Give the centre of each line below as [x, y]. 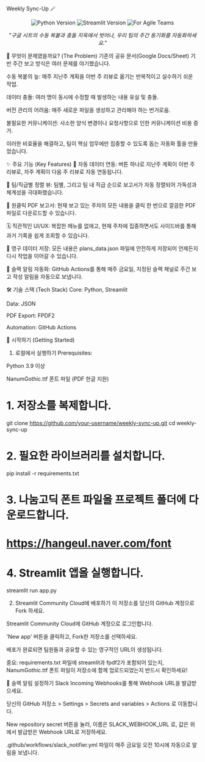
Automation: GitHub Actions [41, 327]
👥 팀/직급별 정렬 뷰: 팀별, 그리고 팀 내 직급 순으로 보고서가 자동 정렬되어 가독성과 [102, 185]
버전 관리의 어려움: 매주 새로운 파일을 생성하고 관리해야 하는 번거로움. [88, 110]
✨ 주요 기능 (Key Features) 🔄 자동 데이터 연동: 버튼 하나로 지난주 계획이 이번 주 [101, 164]
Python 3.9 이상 [26, 366]
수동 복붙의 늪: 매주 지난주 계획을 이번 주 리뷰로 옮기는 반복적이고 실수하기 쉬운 [100, 76]
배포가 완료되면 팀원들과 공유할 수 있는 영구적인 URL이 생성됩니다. [85, 650]
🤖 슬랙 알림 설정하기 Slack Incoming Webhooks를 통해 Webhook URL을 [93, 683]
